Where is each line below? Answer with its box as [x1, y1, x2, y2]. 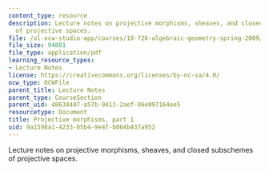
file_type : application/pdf [8, 49, 102, 57]
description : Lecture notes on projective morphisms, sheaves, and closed [8, 19, 263, 27]
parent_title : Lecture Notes [8, 85, 106, 94]
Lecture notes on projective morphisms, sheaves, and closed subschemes [8, 145, 254, 154]
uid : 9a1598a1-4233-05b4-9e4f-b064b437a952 [8, 123, 156, 131]
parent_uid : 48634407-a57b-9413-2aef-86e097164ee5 [8, 101, 181, 109]
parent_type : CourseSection [8, 93, 102, 101]
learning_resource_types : [8, 57, 94, 65]
